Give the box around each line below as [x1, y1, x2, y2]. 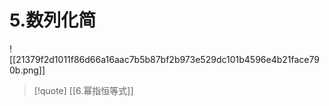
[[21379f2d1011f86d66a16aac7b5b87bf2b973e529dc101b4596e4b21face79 [9, 53, 320, 65]
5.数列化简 [9, 9, 97, 32]
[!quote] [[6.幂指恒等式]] [33, 84, 134, 96]
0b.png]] [9, 64, 46, 76]
